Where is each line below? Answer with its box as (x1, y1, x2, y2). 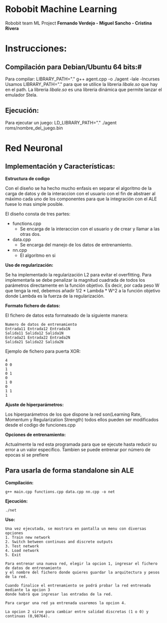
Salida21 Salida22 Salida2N (5, 339, 64, 344)
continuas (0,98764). (5, 614, 50, 619)
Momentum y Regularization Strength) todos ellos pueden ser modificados (5, 416, 159, 423)
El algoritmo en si (19, 252, 56, 258)
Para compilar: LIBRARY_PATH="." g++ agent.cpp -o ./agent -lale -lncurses (5, 76, 160, 82)
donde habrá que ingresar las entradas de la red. (5, 592, 113, 597)
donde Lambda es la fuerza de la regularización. (5, 293, 105, 299)
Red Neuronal (5, 142, 63, 153)
